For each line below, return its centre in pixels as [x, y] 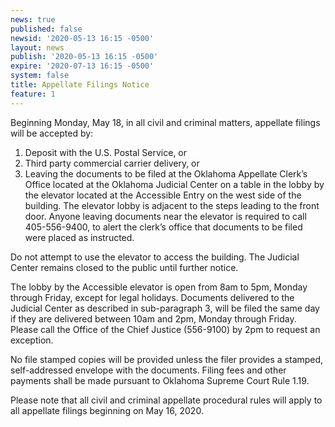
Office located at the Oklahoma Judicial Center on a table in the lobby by [174, 184]
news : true [33, 19]
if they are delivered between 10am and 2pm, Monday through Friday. [153, 318]
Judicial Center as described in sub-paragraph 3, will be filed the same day [165, 308]
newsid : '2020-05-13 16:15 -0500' [82, 38]
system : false [40, 76]
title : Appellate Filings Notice [80, 85]
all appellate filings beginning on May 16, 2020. [107, 410]
